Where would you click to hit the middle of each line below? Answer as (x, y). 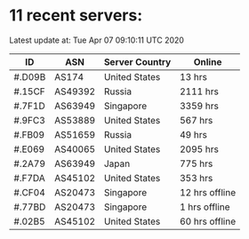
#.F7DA (30, 178)
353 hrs (196, 178)
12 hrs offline (208, 192)
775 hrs (196, 163)
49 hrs (193, 134)
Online (208, 61)
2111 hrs (199, 92)
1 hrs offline (205, 207)
